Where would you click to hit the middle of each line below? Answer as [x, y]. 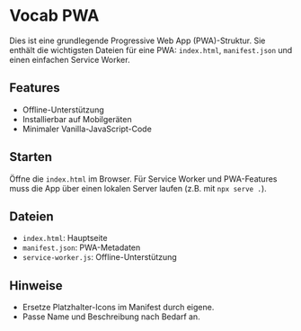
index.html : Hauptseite [65, 238]
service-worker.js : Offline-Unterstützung [99, 257]
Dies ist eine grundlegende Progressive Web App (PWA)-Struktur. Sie [137, 40]
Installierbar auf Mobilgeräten [77, 119]
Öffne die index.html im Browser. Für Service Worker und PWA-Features [143, 179]
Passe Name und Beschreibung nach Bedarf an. [111, 317]
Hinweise [36, 286]
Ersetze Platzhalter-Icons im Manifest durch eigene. [118, 308]
